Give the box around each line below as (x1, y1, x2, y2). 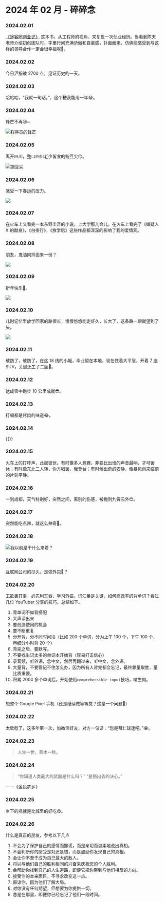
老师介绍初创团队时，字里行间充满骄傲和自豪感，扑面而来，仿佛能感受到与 (5, 40, 155, 46)
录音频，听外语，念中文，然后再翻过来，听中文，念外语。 (12, 658, 128, 664)
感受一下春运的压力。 (5, 188, 48, 193)
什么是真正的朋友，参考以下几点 (5, 832, 70, 838)
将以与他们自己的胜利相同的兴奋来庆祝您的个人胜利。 (12, 860, 120, 867)
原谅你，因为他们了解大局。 (12, 879, 69, 885)
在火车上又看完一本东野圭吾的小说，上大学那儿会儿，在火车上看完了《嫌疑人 (5, 221, 159, 227)
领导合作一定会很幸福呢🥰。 (14, 46, 69, 52)
